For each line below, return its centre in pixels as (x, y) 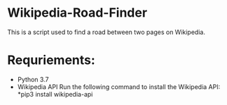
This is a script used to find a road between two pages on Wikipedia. (106, 32)
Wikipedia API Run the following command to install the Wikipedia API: (119, 87)
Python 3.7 (33, 79)
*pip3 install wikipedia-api (55, 94)
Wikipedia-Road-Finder (77, 13)
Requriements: (51, 60)
